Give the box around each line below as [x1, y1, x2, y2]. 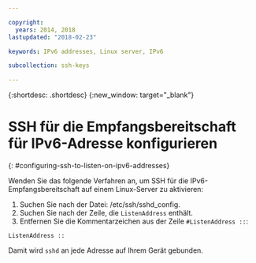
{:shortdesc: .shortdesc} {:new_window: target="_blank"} [8, 90, 195, 100]
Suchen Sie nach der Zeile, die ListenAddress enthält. [19, 209, 193, 218]
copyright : [8, 18, 44, 26]
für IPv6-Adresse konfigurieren [8, 135, 218, 152]
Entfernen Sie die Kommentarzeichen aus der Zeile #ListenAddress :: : [19, 216, 249, 226]
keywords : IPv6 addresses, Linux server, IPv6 [8, 47, 164, 55]
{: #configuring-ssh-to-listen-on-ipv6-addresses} [8, 161, 170, 171]
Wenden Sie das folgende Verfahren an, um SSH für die [8, 176, 189, 186]
